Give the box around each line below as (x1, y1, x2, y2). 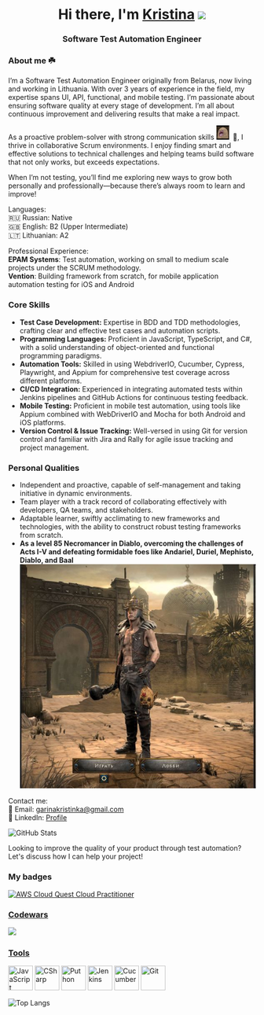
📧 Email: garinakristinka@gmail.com (8, 804, 124, 815)
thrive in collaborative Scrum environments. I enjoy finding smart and (8, 141, 232, 150)
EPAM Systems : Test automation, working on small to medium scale (8, 255, 229, 264)
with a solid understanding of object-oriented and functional (19, 342, 214, 351)
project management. (19, 443, 90, 452)
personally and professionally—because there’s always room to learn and (8, 181, 246, 190)
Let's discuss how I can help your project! (8, 851, 144, 862)
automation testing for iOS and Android (8, 280, 135, 289)
